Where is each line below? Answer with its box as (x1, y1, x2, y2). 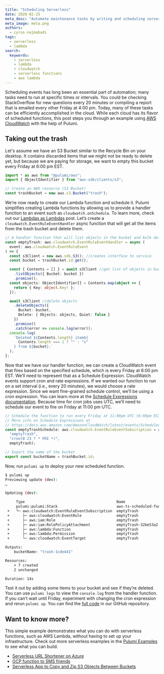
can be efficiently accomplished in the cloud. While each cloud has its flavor (5, 110, 159, 116)
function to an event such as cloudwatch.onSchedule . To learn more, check (5, 210, 155, 216)
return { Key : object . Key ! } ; (14, 285, 76, 290)
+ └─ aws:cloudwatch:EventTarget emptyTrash (7, 536, 139, 541)
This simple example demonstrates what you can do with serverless (5, 628, 142, 634)
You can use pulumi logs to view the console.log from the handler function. (5, 590, 158, 596)
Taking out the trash (5, 135, 67, 143)
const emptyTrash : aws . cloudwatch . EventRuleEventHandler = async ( (5, 240, 145, 244)
